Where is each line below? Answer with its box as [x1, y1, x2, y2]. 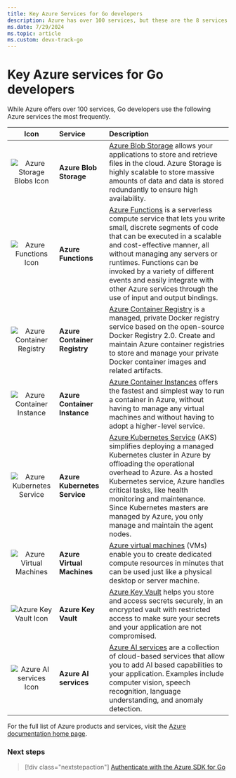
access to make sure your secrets [108, 614, 221, 623]
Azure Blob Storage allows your [108, 141, 213, 151]
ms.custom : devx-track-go [7, 37, 83, 44]
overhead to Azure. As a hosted [108, 468, 213, 478]
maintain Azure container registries [108, 339, 225, 349]
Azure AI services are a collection [108, 642, 220, 652]
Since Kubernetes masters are [108, 503, 209, 513]
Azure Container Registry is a [108, 304, 206, 314]
